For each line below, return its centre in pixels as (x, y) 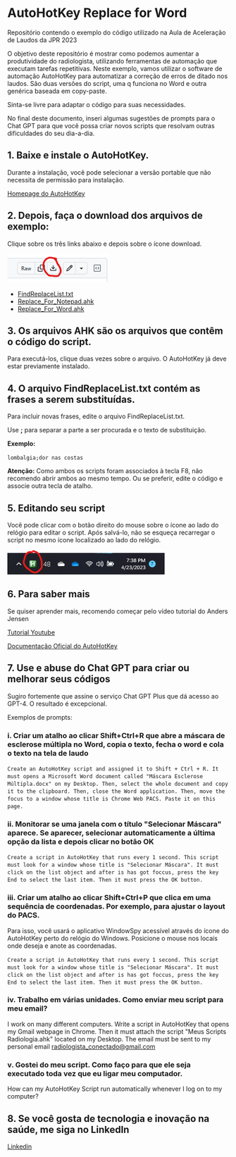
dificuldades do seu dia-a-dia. (51, 133)
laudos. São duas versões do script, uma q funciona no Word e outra (107, 83)
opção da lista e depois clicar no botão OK (81, 842)
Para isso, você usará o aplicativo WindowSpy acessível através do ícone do (118, 930)
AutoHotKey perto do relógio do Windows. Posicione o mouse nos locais (113, 938)
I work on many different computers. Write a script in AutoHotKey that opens (118, 1024)
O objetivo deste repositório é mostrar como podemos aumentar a (103, 54)
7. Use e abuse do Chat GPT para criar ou (99, 668)
